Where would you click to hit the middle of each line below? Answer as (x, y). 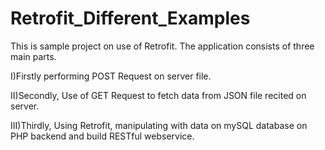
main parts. (33, 56)
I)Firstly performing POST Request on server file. (111, 76)
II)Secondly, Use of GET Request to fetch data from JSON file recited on (158, 95)
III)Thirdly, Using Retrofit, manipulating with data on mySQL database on (159, 125)
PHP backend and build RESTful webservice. (102, 136)
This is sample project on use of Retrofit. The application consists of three (162, 46)
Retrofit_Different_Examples (130, 18)
